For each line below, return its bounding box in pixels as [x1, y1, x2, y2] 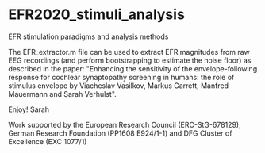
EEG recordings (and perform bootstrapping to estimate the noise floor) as [8, 55, 252, 65]
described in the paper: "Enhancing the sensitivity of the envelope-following [8, 63, 258, 73]
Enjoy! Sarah [8, 105, 50, 114]
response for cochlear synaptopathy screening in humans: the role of [8, 72, 235, 82]
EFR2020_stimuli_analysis [8, 6, 185, 24]
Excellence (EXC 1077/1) [8, 136, 87, 146]
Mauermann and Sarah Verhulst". [8, 89, 117, 98]
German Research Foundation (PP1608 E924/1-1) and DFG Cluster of [8, 128, 232, 138]
